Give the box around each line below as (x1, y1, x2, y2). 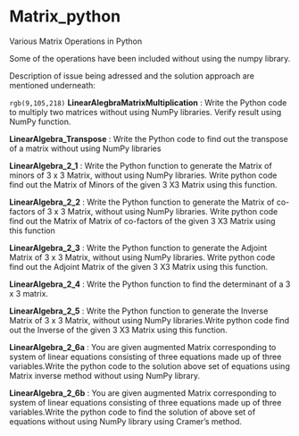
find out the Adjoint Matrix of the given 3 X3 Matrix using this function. (9, 261, 269, 272)
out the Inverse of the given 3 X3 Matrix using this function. (9, 324, 228, 335)
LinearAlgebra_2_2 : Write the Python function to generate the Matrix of (9, 197, 275, 207)
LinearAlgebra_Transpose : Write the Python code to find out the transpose (9, 133, 288, 144)
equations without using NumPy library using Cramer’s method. (9, 415, 243, 426)
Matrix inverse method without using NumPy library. (9, 370, 201, 381)
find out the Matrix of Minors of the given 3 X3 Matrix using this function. (9, 179, 278, 189)
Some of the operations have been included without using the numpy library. (9, 53, 291, 63)
